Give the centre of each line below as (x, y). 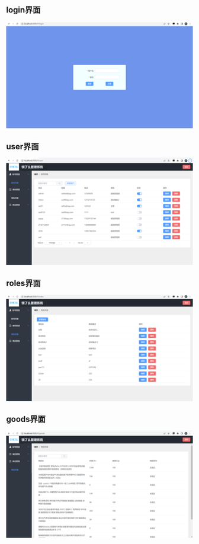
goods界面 (26, 419)
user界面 (23, 146)
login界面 (23, 10)
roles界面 (23, 283)
